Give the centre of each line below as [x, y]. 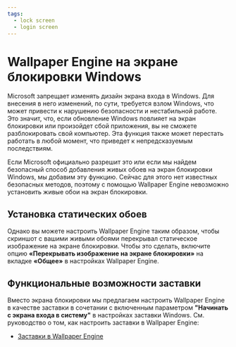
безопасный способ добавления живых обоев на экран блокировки [110, 170]
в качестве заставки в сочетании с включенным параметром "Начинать [118, 308]
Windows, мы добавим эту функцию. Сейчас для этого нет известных [112, 177]
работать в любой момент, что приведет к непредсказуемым [100, 141]
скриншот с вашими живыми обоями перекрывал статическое [103, 239]
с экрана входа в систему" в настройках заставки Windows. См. [106, 315]
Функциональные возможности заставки [104, 283]
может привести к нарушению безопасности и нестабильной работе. [112, 111]
